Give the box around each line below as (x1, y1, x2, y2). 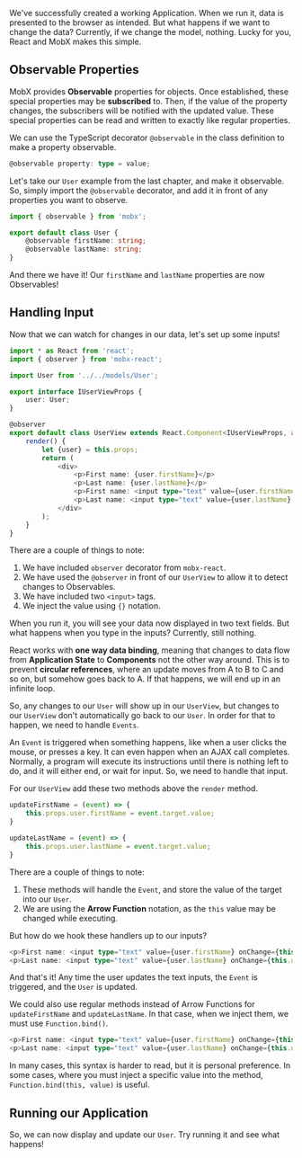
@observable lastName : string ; (25, 245, 143, 254)
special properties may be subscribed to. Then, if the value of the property (9, 95, 288, 106)
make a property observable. (9, 141, 117, 152)
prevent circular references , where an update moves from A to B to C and (9, 664, 284, 675)
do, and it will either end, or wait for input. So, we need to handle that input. (9, 766, 289, 777)
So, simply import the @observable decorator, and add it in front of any (9, 184, 268, 196)
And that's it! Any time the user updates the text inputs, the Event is (9, 972, 258, 983)
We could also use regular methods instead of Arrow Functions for (9, 999, 255, 1010)
